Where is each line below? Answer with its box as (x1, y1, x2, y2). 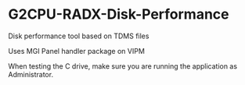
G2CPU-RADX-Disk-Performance (8, 5, 229, 23)
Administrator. (8, 69, 53, 79)
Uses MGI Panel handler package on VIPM (8, 46, 145, 55)
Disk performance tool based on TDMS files (8, 31, 150, 41)
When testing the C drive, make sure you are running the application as (8, 61, 237, 71)
